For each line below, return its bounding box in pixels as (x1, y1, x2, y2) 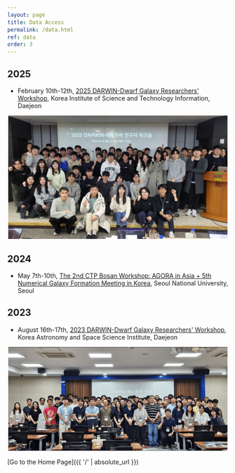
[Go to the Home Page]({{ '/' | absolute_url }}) (7, 458, 139, 467)
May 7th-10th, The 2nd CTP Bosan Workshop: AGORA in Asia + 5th (17, 271, 212, 280)
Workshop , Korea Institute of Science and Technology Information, (17, 93, 210, 102)
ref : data (7, 34, 36, 41)
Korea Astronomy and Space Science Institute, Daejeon (17, 332, 178, 341)
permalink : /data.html (7, 26, 74, 33)
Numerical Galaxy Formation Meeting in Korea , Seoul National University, (17, 279, 229, 287)
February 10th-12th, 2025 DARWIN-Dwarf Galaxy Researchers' (17, 86, 199, 95)
